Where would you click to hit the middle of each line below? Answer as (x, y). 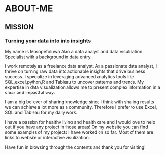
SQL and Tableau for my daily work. (41, 112)
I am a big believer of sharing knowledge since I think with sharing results (80, 102)
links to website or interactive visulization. (48, 137)
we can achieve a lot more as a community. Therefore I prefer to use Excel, (81, 107)
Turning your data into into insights (48, 41)
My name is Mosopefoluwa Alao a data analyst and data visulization (74, 51)
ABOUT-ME (29, 9)
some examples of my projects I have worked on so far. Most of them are (79, 132)
